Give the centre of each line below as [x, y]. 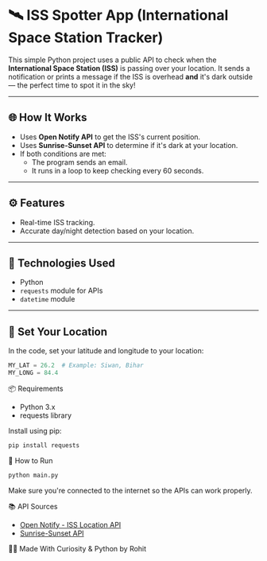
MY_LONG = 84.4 [33, 373]
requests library [46, 415]
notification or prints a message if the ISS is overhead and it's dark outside [130, 76]
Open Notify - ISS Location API [70, 524]
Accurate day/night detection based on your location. [107, 231]
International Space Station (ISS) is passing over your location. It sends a [129, 68]
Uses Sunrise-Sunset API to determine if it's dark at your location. [129, 145]
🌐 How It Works [48, 117]
